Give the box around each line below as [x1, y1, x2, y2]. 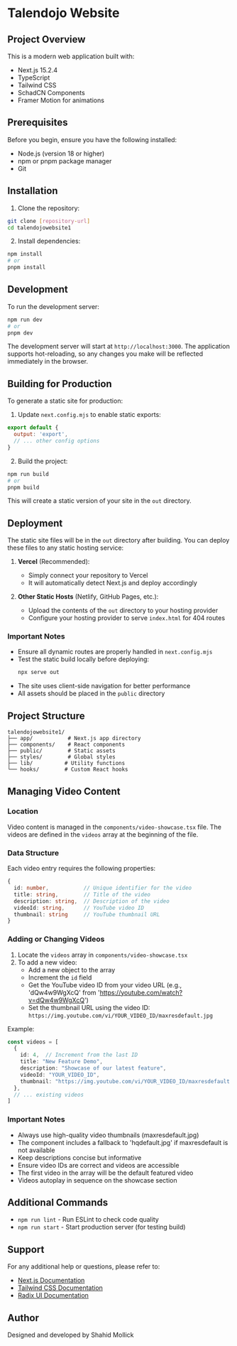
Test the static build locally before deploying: [17, 655, 150, 663]
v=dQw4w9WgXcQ [28, 996, 85, 1004]
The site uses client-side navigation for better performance [17, 682, 191, 690]
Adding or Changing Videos [7, 934, 105, 944]
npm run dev [7, 316, 43, 323]
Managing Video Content [7, 785, 121, 797]
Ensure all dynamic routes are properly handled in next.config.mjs [17, 648, 213, 656]
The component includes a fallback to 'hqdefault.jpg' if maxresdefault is [17, 1138, 228, 1146]
